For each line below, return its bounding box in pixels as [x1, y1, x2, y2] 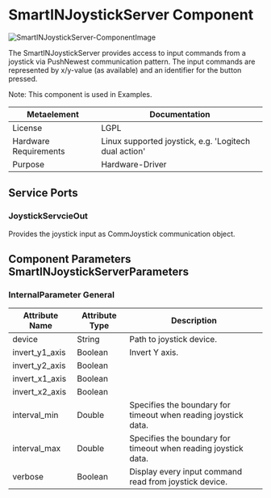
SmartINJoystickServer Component [8, 6, 254, 24]
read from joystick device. [128, 476, 228, 487]
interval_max [12, 443, 61, 454]
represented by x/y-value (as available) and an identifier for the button [8, 65, 242, 74]
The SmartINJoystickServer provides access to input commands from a [8, 48, 246, 57]
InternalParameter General [8, 289, 115, 300]
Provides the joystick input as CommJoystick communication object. [8, 229, 236, 238]
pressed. [8, 74, 38, 83]
